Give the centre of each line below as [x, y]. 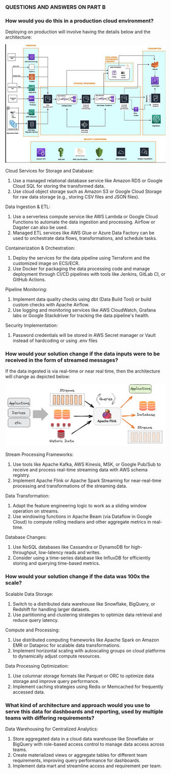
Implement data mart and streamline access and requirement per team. [87, 766]
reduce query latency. [36, 620]
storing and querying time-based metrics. [56, 563]
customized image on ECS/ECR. [46, 264]
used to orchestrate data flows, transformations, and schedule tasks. [85, 238]
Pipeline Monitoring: [26, 290]
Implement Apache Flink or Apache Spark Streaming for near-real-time [87, 481]
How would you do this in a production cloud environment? [79, 20]
